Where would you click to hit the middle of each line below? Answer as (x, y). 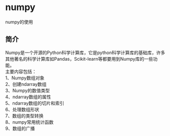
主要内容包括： (21, 71)
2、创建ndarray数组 (26, 84)
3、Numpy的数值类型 (27, 90)
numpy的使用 (19, 22)
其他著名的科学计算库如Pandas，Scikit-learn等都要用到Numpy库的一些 (79, 59)
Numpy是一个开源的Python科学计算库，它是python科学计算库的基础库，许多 (85, 53)
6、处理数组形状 (22, 109)
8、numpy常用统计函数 (29, 122)
